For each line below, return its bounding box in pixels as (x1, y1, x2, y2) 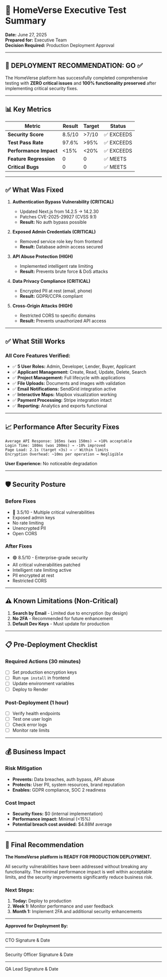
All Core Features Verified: (5, 352, 71, 359)
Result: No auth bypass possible (19, 219, 87, 225)
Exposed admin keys (12, 514, 55, 520)
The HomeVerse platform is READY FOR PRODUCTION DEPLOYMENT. (5, 854, 152, 860)
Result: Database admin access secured (19, 244, 103, 250)
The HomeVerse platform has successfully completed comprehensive (5, 74, 148, 80)
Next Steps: (5, 887, 34, 894)
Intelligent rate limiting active (12, 567, 72, 573)
